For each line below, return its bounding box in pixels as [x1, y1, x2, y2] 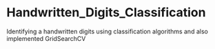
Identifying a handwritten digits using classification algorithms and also [6, 27, 208, 35]
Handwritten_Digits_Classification [6, 5, 206, 20]
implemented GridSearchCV [6, 34, 86, 42]
